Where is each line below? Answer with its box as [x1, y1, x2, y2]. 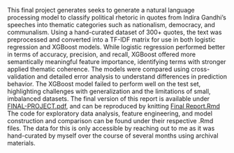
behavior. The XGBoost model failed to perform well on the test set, [7, 80, 201, 88]
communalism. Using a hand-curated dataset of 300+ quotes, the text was [7, 28, 222, 36]
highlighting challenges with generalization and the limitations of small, [7, 87, 211, 95]
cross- [191, 65, 210, 73]
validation [7, 72, 36, 81]
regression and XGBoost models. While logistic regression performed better [7, 43, 226, 51]
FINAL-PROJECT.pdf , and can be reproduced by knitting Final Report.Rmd [7, 102, 220, 110]
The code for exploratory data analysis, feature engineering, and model [7, 109, 213, 118]
